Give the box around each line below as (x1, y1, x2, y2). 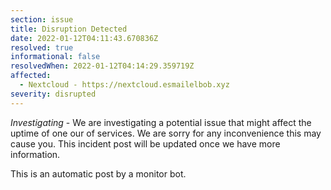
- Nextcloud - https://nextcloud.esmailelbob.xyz (19, 80, 230, 90)
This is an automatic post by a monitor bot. (10, 167, 187, 180)
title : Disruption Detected (10, 24, 128, 34)
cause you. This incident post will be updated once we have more (10, 137, 281, 150)
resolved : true (10, 42, 74, 53)
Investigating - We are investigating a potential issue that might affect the (10, 116, 312, 128)
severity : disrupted (10, 89, 97, 99)
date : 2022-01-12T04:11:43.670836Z (10, 33, 159, 43)
